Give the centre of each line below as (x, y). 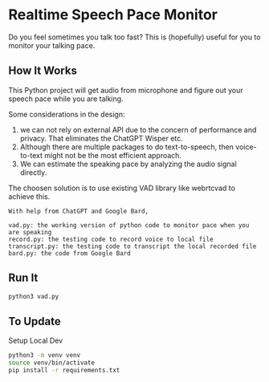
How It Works (43, 71)
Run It (23, 278)
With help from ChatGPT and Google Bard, (79, 211)
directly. (33, 172)
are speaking (30, 232)
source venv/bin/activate (51, 363)
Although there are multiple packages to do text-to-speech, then (127, 147)
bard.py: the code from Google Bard (69, 253)
